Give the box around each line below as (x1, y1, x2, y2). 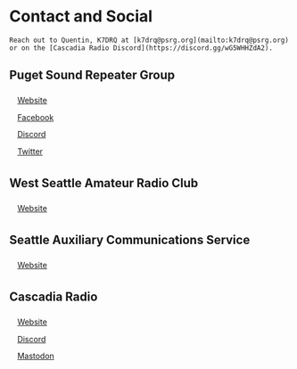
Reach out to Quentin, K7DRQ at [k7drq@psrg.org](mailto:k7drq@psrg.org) (9, 36, 290, 45)
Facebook (17, 111, 54, 122)
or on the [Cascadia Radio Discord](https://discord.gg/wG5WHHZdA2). (9, 43, 274, 53)
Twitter (17, 145, 43, 157)
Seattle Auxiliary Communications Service (9, 232, 251, 247)
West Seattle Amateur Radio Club (9, 176, 199, 191)
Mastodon (17, 350, 55, 361)
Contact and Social (9, 6, 153, 27)
